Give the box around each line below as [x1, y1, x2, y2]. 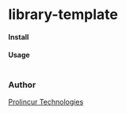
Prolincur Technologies [8, 97, 84, 107]
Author [8, 79, 36, 90]
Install [8, 32, 29, 41]
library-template [8, 6, 119, 24]
